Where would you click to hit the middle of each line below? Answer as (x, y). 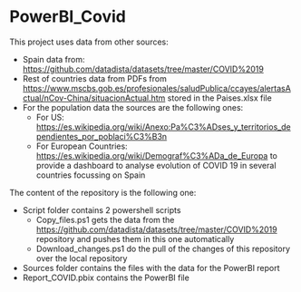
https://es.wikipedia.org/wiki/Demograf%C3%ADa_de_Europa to (157, 155)
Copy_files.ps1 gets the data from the (105, 219)
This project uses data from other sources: (89, 42)
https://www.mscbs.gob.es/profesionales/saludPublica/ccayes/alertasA (157, 88)
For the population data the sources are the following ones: (133, 107)
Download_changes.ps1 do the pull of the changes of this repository (163, 248)
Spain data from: (53, 59)
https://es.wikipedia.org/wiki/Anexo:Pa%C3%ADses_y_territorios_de (164, 127)
